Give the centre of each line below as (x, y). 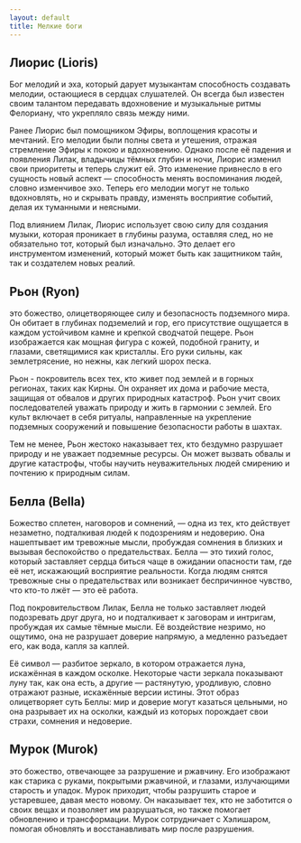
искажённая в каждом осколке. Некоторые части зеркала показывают (146, 672)
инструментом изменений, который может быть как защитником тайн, (146, 254)
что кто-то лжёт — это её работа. (74, 590)
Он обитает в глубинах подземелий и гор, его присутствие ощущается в (149, 323)
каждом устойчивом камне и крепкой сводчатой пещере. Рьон (132, 333)
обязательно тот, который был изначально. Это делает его (123, 244)
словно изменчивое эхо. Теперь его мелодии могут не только (129, 188)
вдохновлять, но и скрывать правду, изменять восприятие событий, (141, 198)
